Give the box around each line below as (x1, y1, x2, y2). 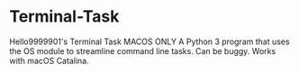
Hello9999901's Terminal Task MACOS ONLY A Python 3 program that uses (9, 36, 290, 47)
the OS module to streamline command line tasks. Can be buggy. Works (9, 45, 276, 56)
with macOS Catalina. (9, 55, 89, 66)
